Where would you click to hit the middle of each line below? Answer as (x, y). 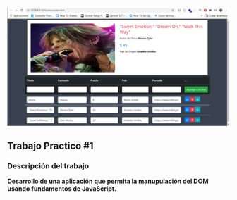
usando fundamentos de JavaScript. (62, 188)
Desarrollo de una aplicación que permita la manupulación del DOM (108, 181)
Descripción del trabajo (48, 165)
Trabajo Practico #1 (50, 145)
